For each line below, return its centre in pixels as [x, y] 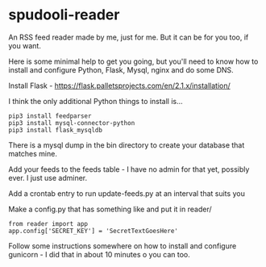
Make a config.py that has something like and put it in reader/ [110, 209]
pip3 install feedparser [50, 116]
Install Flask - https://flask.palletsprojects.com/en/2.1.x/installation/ [120, 86]
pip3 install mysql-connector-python [72, 123]
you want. [25, 45]
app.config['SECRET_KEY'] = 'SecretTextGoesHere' [94, 231]
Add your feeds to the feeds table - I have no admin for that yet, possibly [129, 169]
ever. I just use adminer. [48, 177]
